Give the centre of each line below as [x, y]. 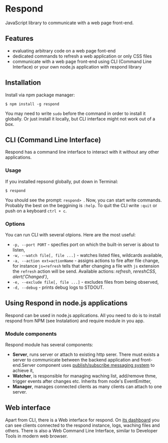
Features [19, 39]
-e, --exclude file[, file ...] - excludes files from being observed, [86, 282]
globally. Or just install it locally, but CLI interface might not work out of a [80, 118]
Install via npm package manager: [40, 95]
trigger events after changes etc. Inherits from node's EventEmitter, [82, 382]
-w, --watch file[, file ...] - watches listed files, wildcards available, [88, 255]
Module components [31, 334]
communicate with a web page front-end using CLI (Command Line [82, 61]
